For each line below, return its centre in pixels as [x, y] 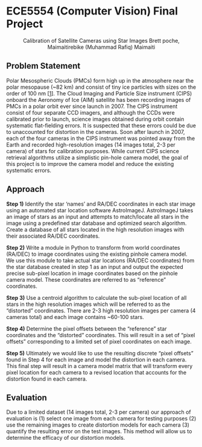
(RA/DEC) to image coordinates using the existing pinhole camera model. [97, 254]
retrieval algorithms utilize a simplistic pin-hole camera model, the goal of [97, 157]
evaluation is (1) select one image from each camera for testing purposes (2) [101, 419]
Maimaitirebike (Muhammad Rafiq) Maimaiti [101, 47]
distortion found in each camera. [47, 379]
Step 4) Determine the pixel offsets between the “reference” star [87, 328]
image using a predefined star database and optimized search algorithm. [96, 223]
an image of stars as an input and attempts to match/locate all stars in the [97, 217]
